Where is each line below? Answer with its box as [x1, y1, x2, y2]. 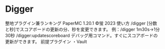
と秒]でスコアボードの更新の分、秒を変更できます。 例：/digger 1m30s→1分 [5, 26, 160, 32]
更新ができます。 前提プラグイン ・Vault [5, 38, 87, 45]
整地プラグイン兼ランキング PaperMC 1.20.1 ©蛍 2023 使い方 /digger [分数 [5, 20, 158, 26]
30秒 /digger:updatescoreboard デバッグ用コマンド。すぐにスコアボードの [5, 32, 158, 38]
